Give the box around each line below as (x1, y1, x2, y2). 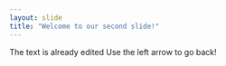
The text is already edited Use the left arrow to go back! (9, 46, 217, 57)
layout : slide (9, 13, 63, 23)
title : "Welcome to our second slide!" (9, 22, 160, 31)
